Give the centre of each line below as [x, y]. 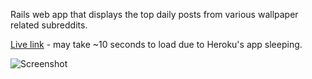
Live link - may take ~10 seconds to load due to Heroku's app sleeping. [156, 44]
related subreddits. [49, 25]
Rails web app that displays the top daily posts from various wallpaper [154, 14]
